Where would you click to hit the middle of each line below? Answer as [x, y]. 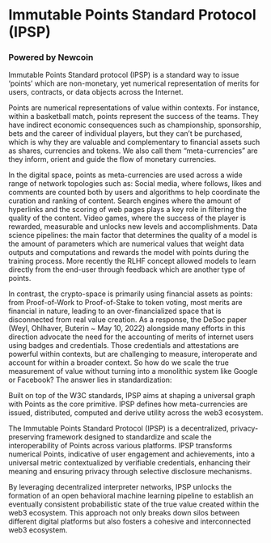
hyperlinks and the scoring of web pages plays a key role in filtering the [127, 210]
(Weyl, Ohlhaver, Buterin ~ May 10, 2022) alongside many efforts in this [127, 329]
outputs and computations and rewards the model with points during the [129, 252]
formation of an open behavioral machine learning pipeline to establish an [131, 496]
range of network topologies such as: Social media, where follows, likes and [135, 184]
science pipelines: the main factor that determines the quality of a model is [133, 235]
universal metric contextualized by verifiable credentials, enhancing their [129, 463]
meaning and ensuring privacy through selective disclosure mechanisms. [130, 472]
